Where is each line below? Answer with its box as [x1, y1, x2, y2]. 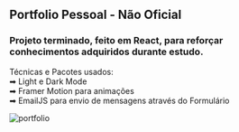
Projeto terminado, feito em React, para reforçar [9, 34, 224, 47]
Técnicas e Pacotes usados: [9, 66, 115, 77]
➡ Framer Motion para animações [9, 85, 135, 96]
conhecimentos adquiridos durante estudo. [9, 45, 204, 58]
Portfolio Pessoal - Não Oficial [9, 7, 182, 23]
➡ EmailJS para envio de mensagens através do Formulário [9, 95, 230, 106]
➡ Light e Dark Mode [9, 76, 87, 87]
